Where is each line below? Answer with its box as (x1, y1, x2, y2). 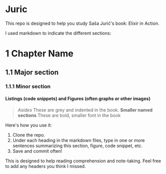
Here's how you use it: (5, 122, 52, 128)
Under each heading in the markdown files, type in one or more (12, 137, 145, 143)
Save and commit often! (12, 148, 62, 154)
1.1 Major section (5, 68, 59, 76)
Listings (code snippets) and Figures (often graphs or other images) (5, 96, 151, 102)
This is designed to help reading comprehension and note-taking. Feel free (5, 158, 161, 164)
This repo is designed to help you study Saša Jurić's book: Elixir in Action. (5, 20, 159, 26)
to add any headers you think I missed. (5, 163, 86, 169)
